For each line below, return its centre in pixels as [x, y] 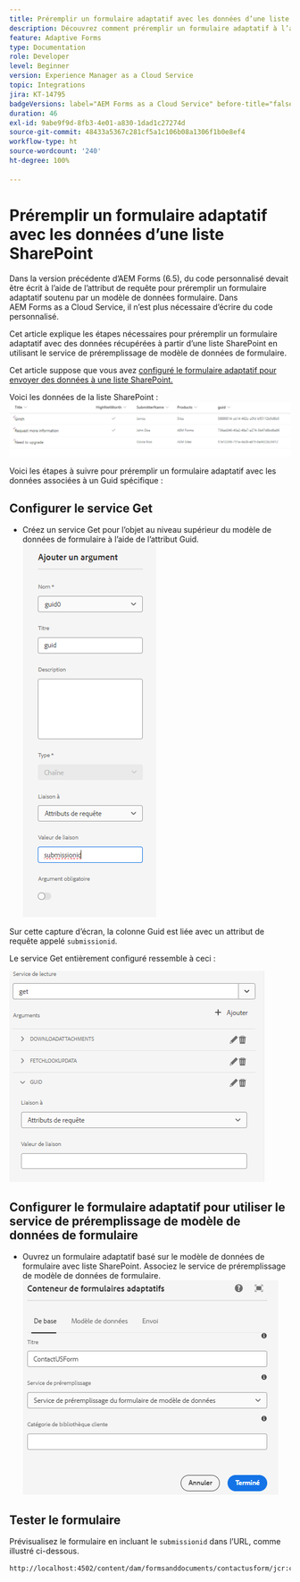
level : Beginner [39, 66]
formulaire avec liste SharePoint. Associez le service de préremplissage [154, 1266]
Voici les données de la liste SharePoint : [84, 397]
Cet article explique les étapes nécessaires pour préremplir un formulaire [144, 334]
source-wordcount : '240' [55, 151]
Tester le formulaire [65, 1520]
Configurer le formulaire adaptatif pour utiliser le [147, 1207]
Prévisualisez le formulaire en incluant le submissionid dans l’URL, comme [145, 1541]
